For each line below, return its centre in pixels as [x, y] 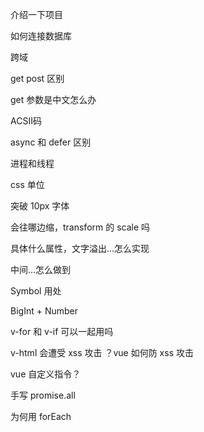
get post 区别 [37, 78]
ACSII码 [26, 121]
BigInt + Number [44, 311]
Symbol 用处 [36, 291]
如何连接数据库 [41, 36]
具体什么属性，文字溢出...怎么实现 [80, 248]
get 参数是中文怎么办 [53, 99]
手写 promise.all [43, 395]
